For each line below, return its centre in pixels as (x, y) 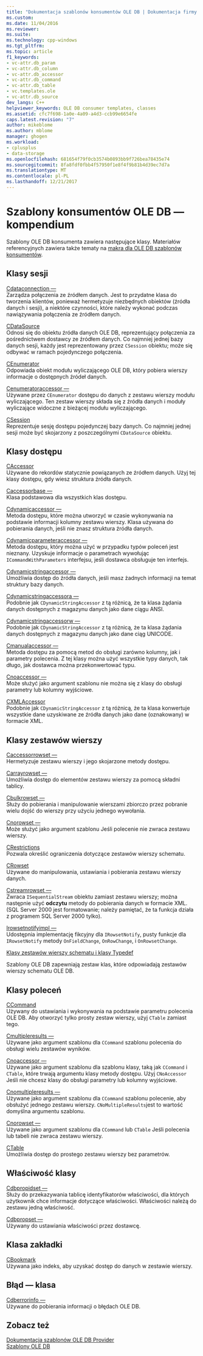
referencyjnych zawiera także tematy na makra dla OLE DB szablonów (94, 248)
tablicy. (15, 786)
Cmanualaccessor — (33, 646)
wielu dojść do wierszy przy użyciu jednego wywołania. (76, 811)
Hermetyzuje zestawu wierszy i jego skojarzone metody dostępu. (88, 761)
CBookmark (21, 1259)
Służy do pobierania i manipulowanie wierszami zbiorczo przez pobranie (97, 805)
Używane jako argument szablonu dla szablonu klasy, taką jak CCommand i (97, 1067)
